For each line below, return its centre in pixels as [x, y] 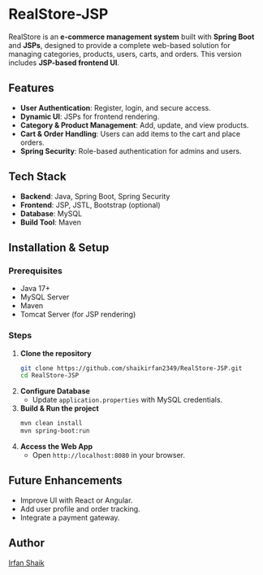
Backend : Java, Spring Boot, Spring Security [95, 196]
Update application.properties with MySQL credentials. [127, 400]
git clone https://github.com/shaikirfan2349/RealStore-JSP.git [131, 368]
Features [31, 88]
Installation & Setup [59, 248]
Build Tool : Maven [51, 222]
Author [26, 543]
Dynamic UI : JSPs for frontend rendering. [90, 116]
